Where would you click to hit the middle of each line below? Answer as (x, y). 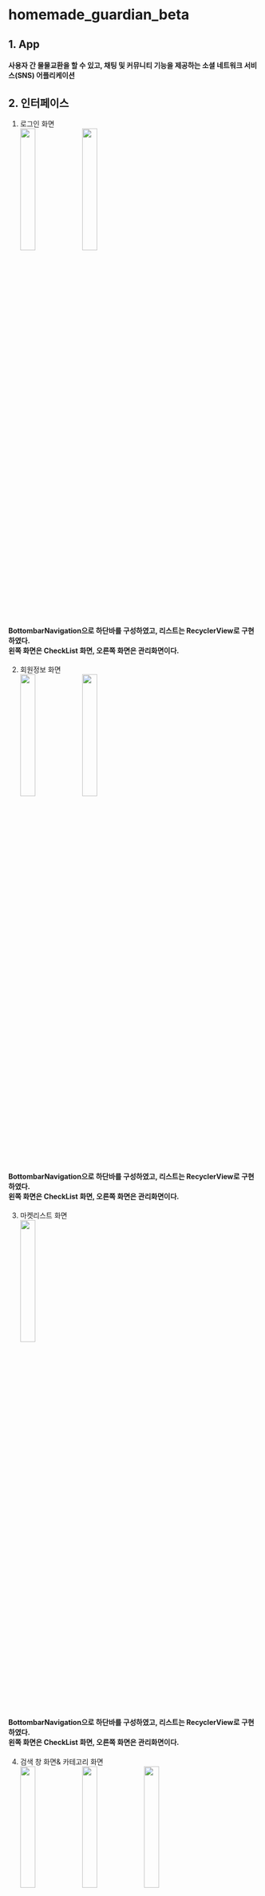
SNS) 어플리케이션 (46, 76)
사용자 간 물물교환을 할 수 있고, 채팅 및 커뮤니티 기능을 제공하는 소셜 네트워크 (126, 66)
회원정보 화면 (40, 670)
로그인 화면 (37, 123)
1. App (24, 44)
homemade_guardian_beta (99, 15)
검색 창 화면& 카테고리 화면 (61, 1761)
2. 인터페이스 (39, 103)
